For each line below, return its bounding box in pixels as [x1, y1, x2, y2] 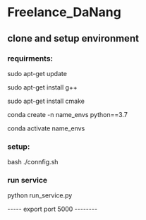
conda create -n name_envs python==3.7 [7, 110, 128, 118]
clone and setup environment [7, 32, 140, 44]
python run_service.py [7, 191, 73, 200]
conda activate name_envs [7, 124, 85, 133]
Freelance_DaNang [7, 4, 121, 20]
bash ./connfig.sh [7, 158, 59, 166]
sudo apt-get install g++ [7, 82, 78, 92]
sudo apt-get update [7, 69, 67, 78]
